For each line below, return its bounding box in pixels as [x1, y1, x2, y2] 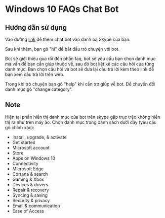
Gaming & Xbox [12, 176, 44, 182]
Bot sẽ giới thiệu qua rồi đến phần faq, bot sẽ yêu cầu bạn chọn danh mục [5, 56, 156, 62]
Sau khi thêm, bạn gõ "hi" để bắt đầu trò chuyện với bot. [5, 46, 120, 52]
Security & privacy [12, 197, 50, 203]
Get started [12, 139, 36, 145]
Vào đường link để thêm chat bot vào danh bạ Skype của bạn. [5, 36, 131, 42]
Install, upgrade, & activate [12, 134, 67, 140]
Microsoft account [12, 145, 50, 150]
